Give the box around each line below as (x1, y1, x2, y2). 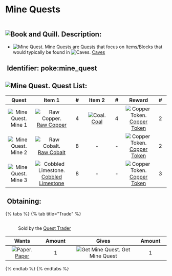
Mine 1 (10, 121, 28, 128)
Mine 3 (10, 176, 28, 183)
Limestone (39, 180, 64, 187)
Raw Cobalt (37, 149, 66, 156)
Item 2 (89, 96, 105, 104)
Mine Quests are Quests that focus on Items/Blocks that (45, 44, 163, 50)
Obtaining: (7, 197, 42, 206)
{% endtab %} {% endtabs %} (5, 265, 69, 271)
